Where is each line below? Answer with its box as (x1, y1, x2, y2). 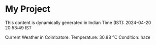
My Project (5, 3, 51, 15)
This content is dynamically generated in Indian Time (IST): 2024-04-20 (5, 20, 151, 25)
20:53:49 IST (5, 24, 32, 30)
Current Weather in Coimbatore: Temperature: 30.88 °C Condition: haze (5, 34, 151, 40)
